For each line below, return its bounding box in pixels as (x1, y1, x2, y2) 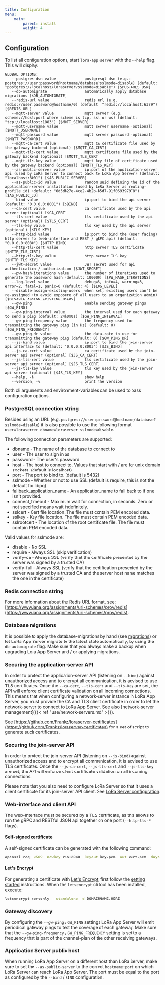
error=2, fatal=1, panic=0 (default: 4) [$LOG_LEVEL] (5, 284, 118, 289)
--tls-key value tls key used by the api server (11, 223, 151, 228)
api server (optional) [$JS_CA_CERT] (20, 353, 98, 358)
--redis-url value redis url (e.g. (11, 97, 118, 103)
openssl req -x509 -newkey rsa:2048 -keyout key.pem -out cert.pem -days (5, 855, 160, 859)
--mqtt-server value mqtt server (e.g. (11, 111, 122, 116)
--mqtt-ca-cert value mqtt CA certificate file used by (11, 141, 155, 146)
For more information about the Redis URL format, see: (5, 599, 116, 605)
